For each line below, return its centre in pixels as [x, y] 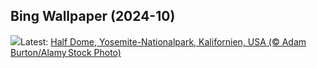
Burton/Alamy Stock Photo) [66, 52]
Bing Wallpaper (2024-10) [93, 16]
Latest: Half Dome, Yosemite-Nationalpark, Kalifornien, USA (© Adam [163, 41]
